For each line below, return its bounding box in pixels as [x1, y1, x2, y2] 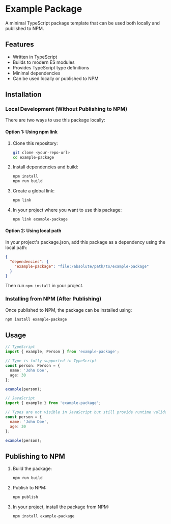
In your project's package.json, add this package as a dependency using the [5, 239, 165, 245]
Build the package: [12, 465, 52, 472]
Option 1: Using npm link [5, 129, 58, 135]
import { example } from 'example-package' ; [5, 401, 101, 406]
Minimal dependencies [12, 70, 61, 76]
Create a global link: [12, 188, 55, 194]
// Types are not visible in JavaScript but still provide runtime [5, 410, 152, 415]
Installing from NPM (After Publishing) [5, 295, 102, 303]
